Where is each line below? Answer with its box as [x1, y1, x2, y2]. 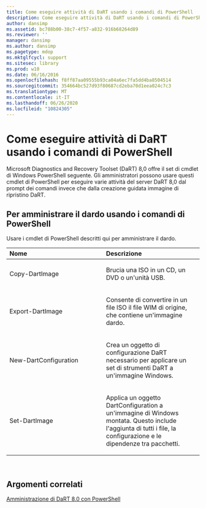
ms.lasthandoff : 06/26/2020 [6, 100, 78, 106]
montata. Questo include [106, 417, 177, 425]
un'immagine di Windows [106, 409, 179, 417]
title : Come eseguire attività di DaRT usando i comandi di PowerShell [6, 9, 193, 15]
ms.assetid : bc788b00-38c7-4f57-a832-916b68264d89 [6, 26, 139, 32]
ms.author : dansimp [6, 43, 56, 50]
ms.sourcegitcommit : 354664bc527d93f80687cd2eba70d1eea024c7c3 [6, 83, 172, 89]
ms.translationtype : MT [6, 89, 67, 95]
